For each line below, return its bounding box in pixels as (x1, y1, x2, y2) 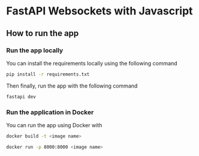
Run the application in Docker (6, 108, 94, 116)
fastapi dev (6, 94, 36, 100)
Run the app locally (6, 46, 64, 55)
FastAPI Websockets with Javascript (6, 4, 193, 18)
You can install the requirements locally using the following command (6, 59, 178, 67)
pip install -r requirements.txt (6, 71, 90, 77)
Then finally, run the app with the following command (6, 82, 138, 89)
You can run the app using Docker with (6, 121, 102, 128)
